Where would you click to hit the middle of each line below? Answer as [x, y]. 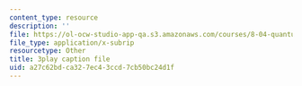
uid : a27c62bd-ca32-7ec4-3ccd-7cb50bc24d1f [92, 68]
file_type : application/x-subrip [72, 43]
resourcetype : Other [48, 51]
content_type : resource [54, 17]
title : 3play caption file [60, 59]
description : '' [40, 26]
